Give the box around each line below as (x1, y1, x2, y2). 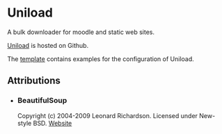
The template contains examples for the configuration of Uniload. (7, 54, 195, 63)
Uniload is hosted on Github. (7, 41, 89, 49)
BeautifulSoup (17, 96, 68, 106)
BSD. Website (33, 119, 72, 127)
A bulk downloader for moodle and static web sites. (7, 28, 155, 36)
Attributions (7, 75, 61, 87)
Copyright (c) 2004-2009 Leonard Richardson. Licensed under (17, 111, 198, 119)
